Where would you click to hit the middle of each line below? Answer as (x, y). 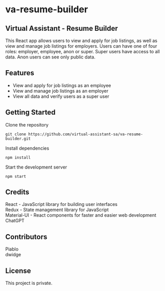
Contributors (26, 237)
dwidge (13, 255)
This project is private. (29, 283)
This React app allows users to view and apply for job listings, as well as (81, 40)
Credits (17, 192)
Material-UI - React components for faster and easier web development (81, 215)
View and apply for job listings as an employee (62, 85)
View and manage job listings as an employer (60, 91)
